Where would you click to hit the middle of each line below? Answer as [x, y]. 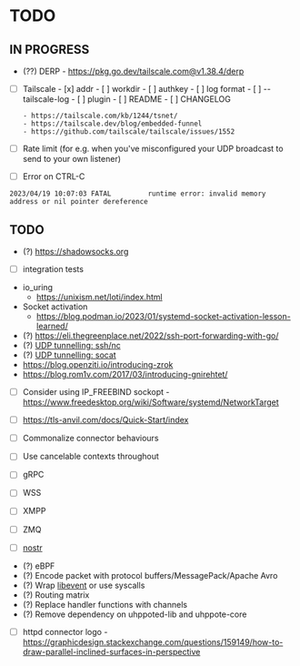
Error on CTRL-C [54, 177]
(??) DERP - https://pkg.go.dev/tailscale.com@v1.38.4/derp [133, 71]
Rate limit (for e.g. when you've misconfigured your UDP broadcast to [153, 149]
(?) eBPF [39, 566]
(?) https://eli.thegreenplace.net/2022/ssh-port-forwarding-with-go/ [150, 336]
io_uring [37, 288]
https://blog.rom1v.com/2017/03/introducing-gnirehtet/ [125, 375]
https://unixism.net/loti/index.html [99, 298]
